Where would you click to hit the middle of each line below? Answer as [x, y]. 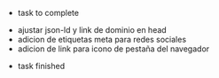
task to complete [48, 13]
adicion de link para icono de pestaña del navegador [113, 49]
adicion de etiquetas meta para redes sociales [102, 39]
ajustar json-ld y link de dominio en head [92, 30]
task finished [41, 66]
